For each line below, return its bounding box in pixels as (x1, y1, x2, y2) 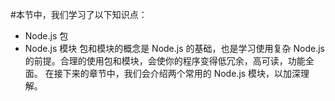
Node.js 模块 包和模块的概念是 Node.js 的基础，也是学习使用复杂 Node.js (24, 43, 325, 54)
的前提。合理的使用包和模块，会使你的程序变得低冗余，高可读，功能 (24, 55, 306, 67)
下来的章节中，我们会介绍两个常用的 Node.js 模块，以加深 (62, 68, 302, 79)
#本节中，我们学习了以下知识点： (10, 9, 148, 20)
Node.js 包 (24, 30, 69, 42)
